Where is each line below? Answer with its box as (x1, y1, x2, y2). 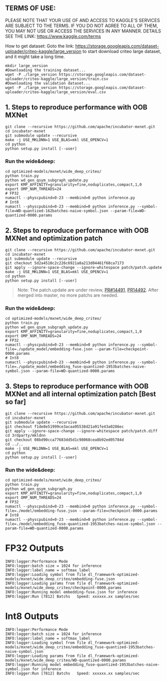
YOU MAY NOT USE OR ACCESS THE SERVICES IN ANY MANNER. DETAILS (5, 28, 161, 34)
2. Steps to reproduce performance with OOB (5, 226, 149, 235)
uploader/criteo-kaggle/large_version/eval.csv (5, 90, 106, 95)
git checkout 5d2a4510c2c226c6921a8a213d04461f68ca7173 (5, 260, 124, 266)
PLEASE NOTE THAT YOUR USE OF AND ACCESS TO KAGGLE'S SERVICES (5, 17, 160, 23)
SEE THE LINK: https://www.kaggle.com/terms (5, 33, 101, 39)
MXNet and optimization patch (5, 234, 103, 243)
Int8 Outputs (5, 610, 59, 622)
